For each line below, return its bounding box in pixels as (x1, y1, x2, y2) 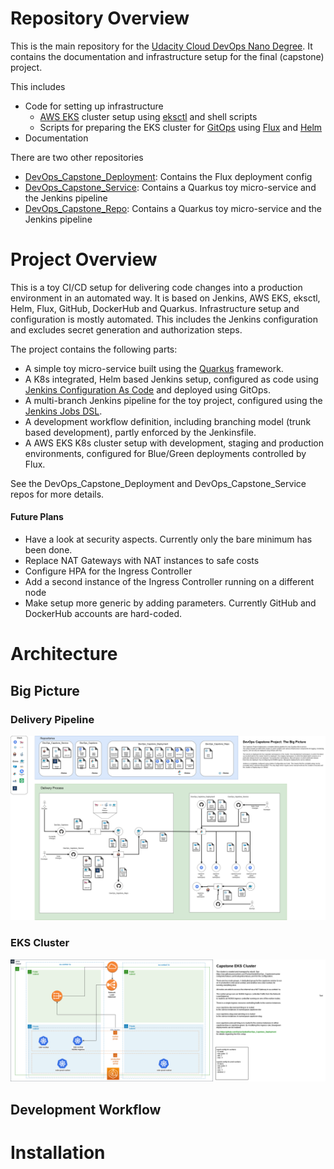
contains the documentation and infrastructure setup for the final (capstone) (10, 50, 325, 62)
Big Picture (10, 682, 80, 699)
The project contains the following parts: (10, 343, 178, 355)
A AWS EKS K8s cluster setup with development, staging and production (24, 437, 325, 449)
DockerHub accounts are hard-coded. (24, 608, 182, 620)
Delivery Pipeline (10, 712, 95, 726)
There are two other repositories (10, 151, 144, 163)
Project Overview (10, 248, 158, 271)
